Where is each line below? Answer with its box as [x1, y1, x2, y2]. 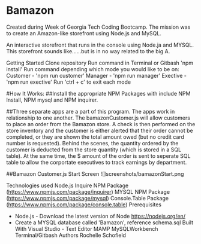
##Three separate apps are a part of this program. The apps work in [6, 108, 175, 115]
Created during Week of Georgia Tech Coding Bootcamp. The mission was [6, 23, 191, 30]
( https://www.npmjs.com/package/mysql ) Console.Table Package [6, 194, 169, 202]
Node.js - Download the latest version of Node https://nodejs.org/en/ [14, 212, 186, 219]
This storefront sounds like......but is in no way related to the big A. [6, 47, 170, 54]
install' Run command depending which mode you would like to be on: [6, 65, 180, 72]
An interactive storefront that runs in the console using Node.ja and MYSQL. [6, 41, 194, 48]
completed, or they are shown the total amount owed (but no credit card [6, 133, 185, 141]
